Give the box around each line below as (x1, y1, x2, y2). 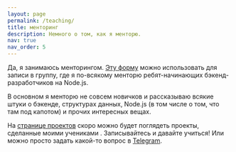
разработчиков (7, 78, 54, 86)
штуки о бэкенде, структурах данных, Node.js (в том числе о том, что (7, 100, 220, 108)
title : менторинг (7, 24, 59, 31)
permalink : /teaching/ (7, 17, 75, 24)
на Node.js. (55, 78, 89, 86)
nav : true (7, 37, 37, 44)
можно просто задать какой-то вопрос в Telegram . (7, 136, 162, 145)
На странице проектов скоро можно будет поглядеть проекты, (7, 121, 199, 129)
